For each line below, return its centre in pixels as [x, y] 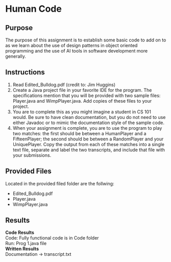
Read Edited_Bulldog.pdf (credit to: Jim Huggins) [64, 84]
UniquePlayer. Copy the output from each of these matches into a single [89, 144]
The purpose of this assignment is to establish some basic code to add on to [86, 40]
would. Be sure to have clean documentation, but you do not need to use [89, 117]
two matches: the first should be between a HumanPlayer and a [79, 133]
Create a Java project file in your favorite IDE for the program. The [82, 90]
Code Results [20, 232]
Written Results [22, 249]
